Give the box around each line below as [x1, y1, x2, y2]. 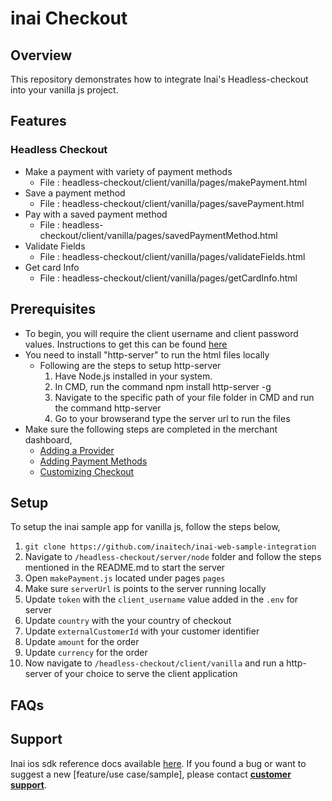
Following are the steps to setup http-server [39, 359, 222, 371]
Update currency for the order [24, 647, 148, 659]
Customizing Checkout [39, 465, 135, 477]
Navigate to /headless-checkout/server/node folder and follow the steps [24, 551, 322, 563]
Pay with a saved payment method [24, 208, 168, 220]
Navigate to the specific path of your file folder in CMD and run [54, 391, 315, 403]
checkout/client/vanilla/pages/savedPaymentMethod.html [39, 229, 278, 241]
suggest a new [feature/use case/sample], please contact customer [10, 768, 292, 780]
